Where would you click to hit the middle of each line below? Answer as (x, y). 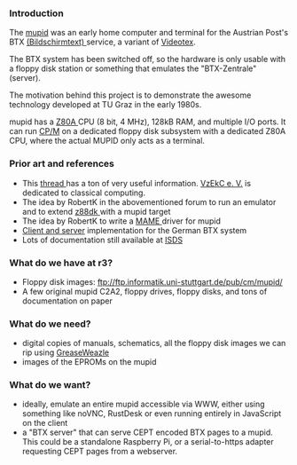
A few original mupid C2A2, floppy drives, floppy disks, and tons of (145, 291)
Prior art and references (62, 164)
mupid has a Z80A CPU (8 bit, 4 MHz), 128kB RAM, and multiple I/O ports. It (148, 122)
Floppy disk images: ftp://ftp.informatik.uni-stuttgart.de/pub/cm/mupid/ (152, 281)
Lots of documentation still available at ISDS (102, 240)
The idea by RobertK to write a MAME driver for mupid (121, 221)
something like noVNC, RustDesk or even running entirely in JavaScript (152, 414)
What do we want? (50, 385)
